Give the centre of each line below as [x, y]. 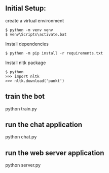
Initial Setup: [26, 8]
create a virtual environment [35, 20]
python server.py [23, 165]
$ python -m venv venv [29, 30]
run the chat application [44, 125]
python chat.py [21, 137]
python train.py [21, 108]
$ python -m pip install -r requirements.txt [54, 53]
